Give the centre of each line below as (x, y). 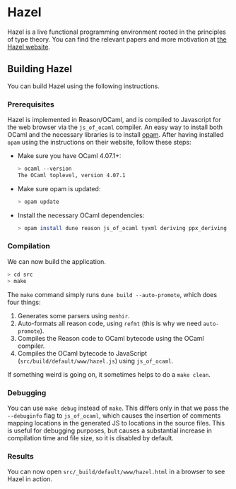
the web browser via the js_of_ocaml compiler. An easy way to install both (115, 127)
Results (20, 456)
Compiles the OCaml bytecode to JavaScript (82, 353)
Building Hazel (40, 69)
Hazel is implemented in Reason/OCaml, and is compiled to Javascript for (114, 120)
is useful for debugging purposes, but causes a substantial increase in (110, 430)
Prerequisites (31, 104)
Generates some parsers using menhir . (73, 315)
